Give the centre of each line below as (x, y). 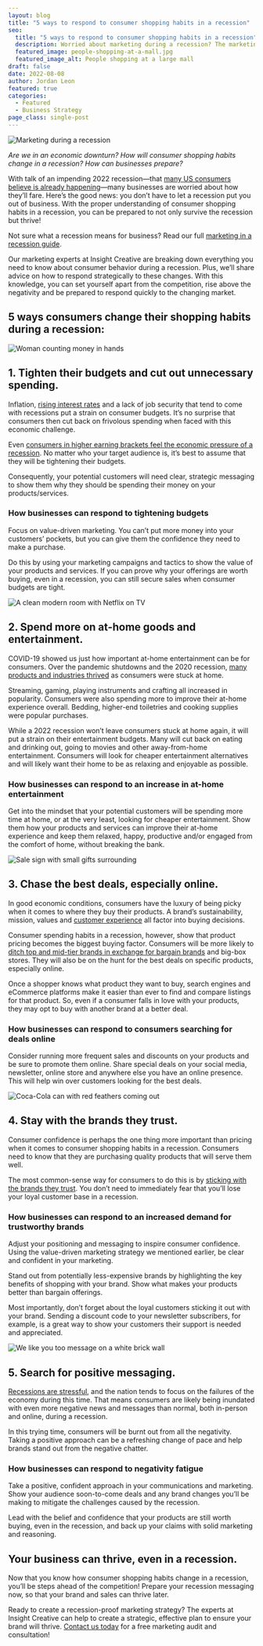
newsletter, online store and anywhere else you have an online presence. (126, 1073)
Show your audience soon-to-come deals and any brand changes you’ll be (129, 1494)
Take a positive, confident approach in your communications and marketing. (131, 1486)
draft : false (29, 67)
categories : (27, 96)
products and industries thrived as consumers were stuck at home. (116, 675)
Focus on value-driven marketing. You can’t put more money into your (121, 530)
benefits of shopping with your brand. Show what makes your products (123, 1284)
